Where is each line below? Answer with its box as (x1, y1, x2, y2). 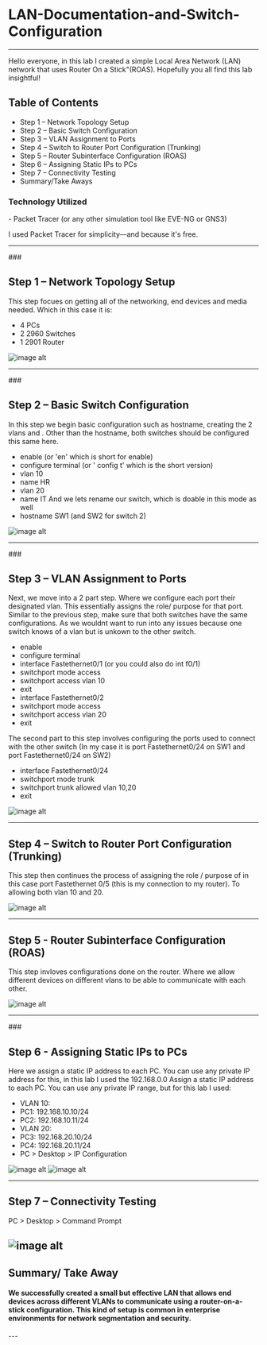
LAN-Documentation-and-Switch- (8, 6, 240, 24)
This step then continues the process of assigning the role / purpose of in (8, 871, 249, 880)
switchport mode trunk (19, 775, 95, 784)
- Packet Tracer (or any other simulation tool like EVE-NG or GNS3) (8, 215, 228, 224)
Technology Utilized (8, 196, 87, 207)
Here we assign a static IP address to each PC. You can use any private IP (8, 1066, 250, 1076)
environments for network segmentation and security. (8, 1313, 192, 1324)
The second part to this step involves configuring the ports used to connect (8, 733, 256, 744)
